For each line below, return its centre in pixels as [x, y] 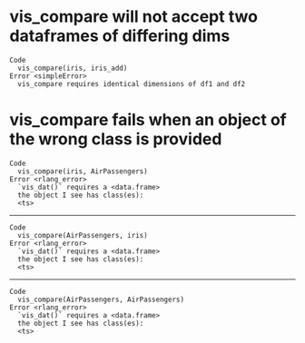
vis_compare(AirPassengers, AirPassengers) [101, 299]
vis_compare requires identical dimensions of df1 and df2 [132, 83]
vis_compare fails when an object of [148, 120]
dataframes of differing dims [120, 36]
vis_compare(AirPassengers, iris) [83, 235]
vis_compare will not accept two [134, 17]
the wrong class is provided [116, 139]
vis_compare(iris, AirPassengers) [83, 171]
